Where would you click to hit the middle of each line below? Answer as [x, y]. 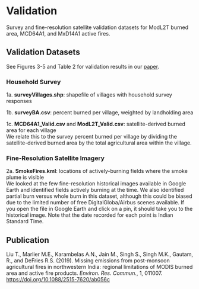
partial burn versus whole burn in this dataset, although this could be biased [99, 196]
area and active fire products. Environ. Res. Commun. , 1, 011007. [84, 273]
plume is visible [25, 177]
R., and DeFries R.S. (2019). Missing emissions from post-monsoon [88, 261]
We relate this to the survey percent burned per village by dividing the [91, 137]
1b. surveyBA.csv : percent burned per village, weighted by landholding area [100, 113]
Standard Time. [25, 221]
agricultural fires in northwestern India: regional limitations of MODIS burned [99, 267]
